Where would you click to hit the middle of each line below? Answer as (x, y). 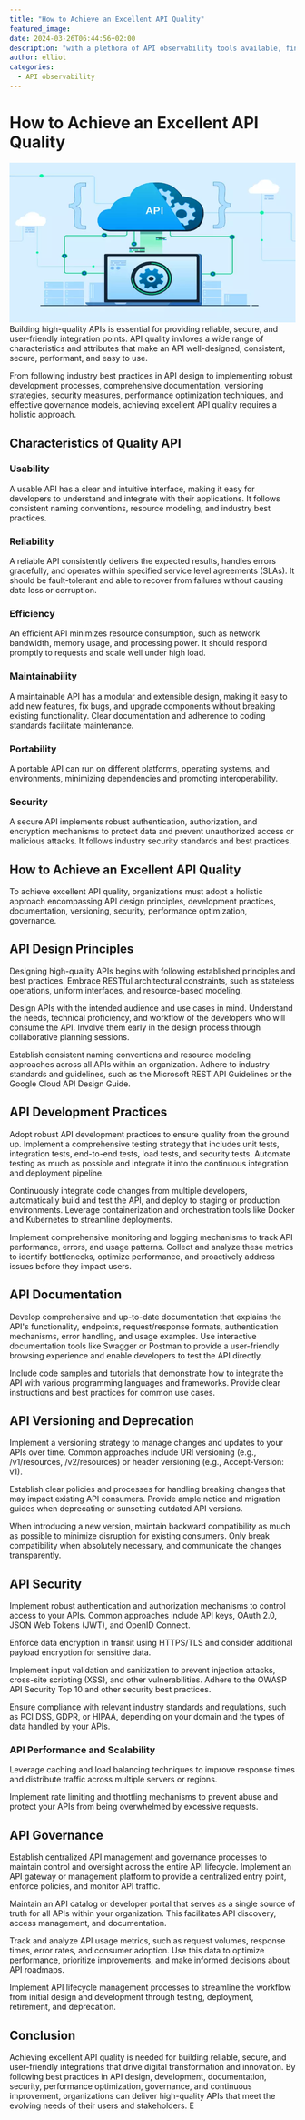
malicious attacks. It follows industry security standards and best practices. (151, 841)
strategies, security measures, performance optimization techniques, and (147, 395)
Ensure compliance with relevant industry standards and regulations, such (148, 1707)
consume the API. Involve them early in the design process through (135, 1027)
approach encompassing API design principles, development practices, (143, 902)
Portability (33, 749)
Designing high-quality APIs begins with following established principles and (152, 971)
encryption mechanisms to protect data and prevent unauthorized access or (152, 832)
